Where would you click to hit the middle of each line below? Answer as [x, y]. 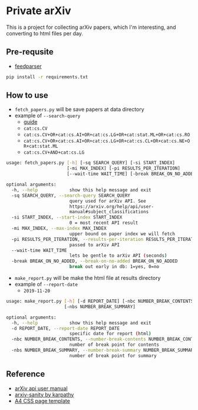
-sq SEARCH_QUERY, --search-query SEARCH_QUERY [71, 196]
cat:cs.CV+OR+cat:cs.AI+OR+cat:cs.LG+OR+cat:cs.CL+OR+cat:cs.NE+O [107, 141]
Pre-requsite [30, 52]
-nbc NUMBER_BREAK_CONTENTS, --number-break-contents [79, 339]
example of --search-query [47, 115]
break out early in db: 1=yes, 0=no [114, 267]
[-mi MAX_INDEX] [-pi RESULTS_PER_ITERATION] [124, 168]
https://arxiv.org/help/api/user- [112, 206]
